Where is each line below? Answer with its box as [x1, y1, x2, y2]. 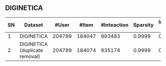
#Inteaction [100, 22, 128, 28]
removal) [19, 53, 41, 60]
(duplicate [19, 46, 43, 53]
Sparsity [133, 22, 154, 28]
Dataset [24, 22, 43, 28]
